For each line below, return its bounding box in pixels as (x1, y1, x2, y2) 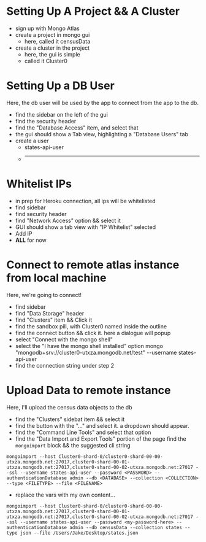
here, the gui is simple (24, 50, 81, 58)
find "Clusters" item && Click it (15, 316, 93, 323)
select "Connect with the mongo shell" (15, 336, 113, 343)
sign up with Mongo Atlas (15, 25, 80, 32)
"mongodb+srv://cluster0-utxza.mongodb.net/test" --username (15, 349, 177, 356)
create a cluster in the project (15, 44, 90, 52)
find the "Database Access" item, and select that (15, 124, 139, 131)
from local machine (6, 271, 107, 285)
